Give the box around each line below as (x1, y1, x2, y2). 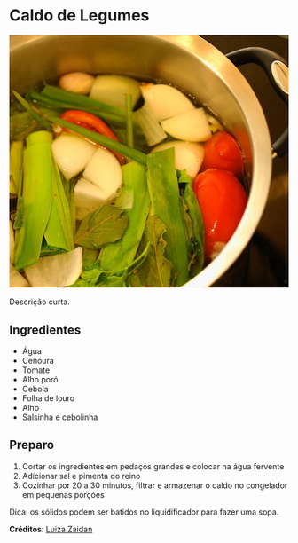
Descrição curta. (9, 296, 71, 307)
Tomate (21, 365, 51, 375)
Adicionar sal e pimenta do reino (21, 470, 141, 481)
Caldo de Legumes (9, 5, 150, 26)
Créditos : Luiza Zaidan (9, 523, 93, 534)
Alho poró (21, 374, 59, 385)
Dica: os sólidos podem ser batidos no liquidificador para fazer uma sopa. (9, 507, 279, 517)
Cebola (21, 383, 49, 395)
